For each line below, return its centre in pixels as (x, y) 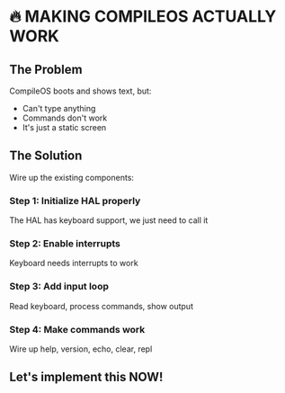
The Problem (46, 69)
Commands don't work (65, 118)
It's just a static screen (64, 127)
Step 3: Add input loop (59, 287)
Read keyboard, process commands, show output (101, 306)
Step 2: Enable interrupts (65, 244)
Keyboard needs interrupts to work (74, 263)
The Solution (46, 156)
